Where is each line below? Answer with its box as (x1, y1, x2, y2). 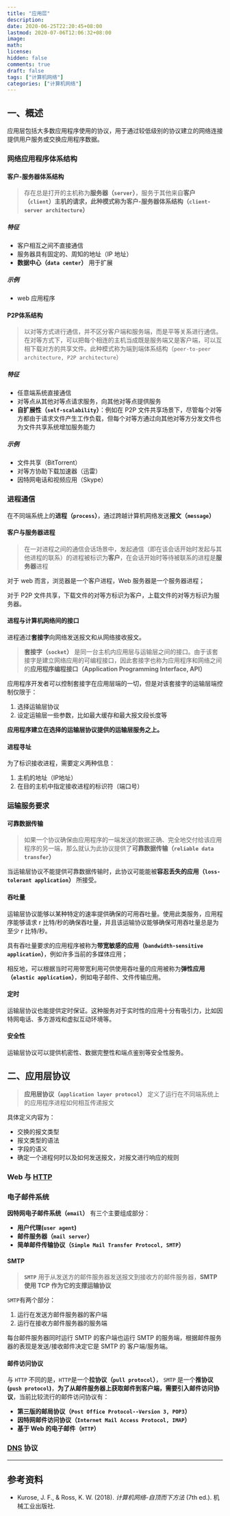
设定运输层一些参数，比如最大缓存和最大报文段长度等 (16, 710, 168, 719)
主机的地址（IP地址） (16, 773, 77, 782)
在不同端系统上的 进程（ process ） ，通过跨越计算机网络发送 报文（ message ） (7, 511, 216, 519)
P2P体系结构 (7, 311, 43, 319)
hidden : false (7, 55, 48, 62)
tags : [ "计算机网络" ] (7, 73, 64, 81)
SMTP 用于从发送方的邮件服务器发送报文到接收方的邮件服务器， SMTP (23, 1273, 218, 1281)
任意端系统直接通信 (16, 388, 72, 397)
